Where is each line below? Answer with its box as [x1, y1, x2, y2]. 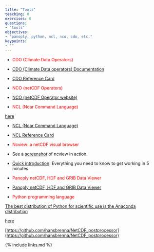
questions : [5, 20, 27, 26]
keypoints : [5, 39, 27, 44]
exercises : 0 [5, 16, 32, 21]
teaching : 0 [5, 12, 29, 17]
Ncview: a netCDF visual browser [12, 142, 79, 147]
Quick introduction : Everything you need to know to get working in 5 [12, 160, 150, 166]
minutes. [12, 165, 30, 171]
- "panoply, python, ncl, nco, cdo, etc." [5, 35, 93, 39]
